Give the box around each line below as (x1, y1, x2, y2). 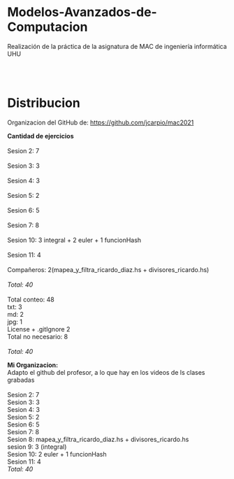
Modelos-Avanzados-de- (7, 4, 157, 20)
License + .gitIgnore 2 (7, 324, 71, 333)
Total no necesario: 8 (7, 332, 68, 341)
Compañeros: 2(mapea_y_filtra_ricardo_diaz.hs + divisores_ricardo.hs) (7, 265, 210, 273)
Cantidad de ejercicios (7, 131, 75, 140)
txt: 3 (7, 302, 22, 311)
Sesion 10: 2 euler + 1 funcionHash (7, 450, 107, 458)
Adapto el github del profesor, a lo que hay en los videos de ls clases (7, 368, 205, 376)
